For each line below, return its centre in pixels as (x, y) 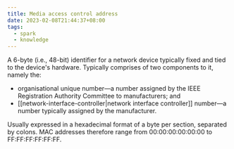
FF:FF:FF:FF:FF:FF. (35, 140)
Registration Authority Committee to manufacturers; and (99, 96)
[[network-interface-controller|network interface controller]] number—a (122, 103)
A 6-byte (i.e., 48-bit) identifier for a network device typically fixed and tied (117, 60)
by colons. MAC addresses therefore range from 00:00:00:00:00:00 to (110, 132)
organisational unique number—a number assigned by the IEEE (109, 89)
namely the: (24, 75)
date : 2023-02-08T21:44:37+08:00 (56, 20)
